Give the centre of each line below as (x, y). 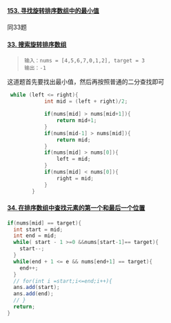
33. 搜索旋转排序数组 (37, 44)
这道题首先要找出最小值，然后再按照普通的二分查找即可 (85, 82)
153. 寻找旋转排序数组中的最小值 (53, 10)
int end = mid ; (35, 236)
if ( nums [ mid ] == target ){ (44, 223)
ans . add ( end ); (33, 294)
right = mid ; (75, 178)
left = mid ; (73, 159)
